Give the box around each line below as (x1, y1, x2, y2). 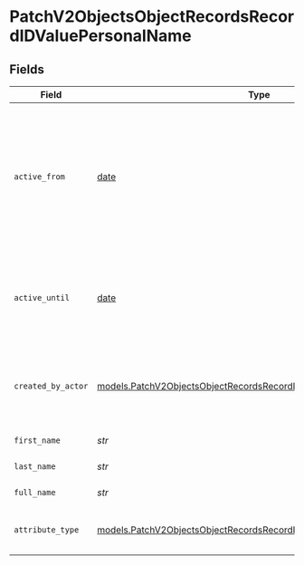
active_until (14, 292, 71, 302)
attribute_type (14, 525, 80, 535)
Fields (9, 62, 45, 77)
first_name (14, 436, 61, 445)
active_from (14, 172, 66, 182)
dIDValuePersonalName (9, 25, 192, 46)
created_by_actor (14, 381, 89, 391)
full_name (14, 487, 56, 497)
